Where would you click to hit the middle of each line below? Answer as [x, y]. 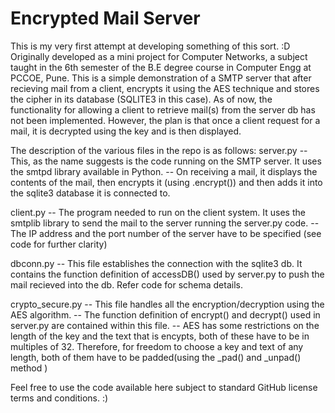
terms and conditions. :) [59, 398]
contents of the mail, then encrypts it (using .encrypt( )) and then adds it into [166, 182]
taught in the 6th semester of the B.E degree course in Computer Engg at [161, 67]
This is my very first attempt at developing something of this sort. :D [150, 46]
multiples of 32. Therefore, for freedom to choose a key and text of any [157, 346]
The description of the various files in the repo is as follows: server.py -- [159, 150]
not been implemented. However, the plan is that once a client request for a [165, 120]
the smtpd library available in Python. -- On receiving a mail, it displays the [164, 171]
